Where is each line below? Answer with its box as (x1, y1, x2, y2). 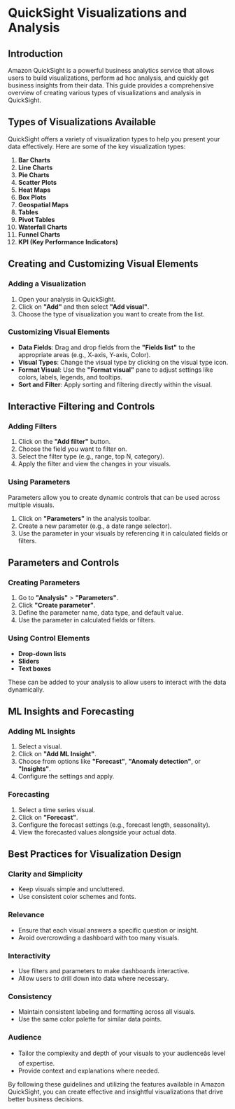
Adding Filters (8, 421, 57, 431)
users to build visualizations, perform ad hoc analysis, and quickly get (8, 74, 209, 82)
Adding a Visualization (8, 279, 87, 288)
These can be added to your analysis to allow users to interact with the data (8, 678, 227, 686)
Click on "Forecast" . (17, 813, 79, 821)
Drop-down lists (17, 649, 66, 657)
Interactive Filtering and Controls (8, 400, 155, 412)
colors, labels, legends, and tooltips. (17, 372, 123, 381)
